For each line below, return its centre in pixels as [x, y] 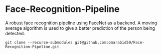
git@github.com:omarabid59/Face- [109, 42]
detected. [15, 33]
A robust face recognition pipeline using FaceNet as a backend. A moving [81, 23]
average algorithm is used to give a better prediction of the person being [80, 28]
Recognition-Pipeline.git [32, 47]
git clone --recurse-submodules [39, 42]
